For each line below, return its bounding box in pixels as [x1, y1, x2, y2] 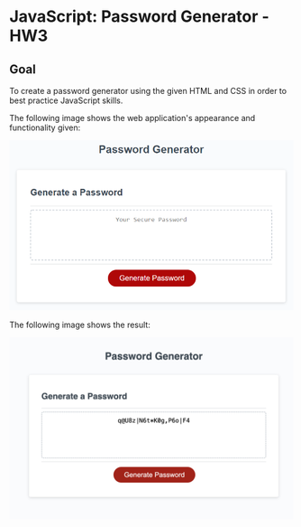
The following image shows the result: [9, 319, 150, 330]
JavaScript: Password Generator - [9, 6, 270, 27]
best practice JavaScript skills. [9, 95, 123, 106]
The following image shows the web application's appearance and [9, 113, 256, 123]
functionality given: [9, 122, 81, 133]
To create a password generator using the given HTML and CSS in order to [9, 86, 287, 96]
